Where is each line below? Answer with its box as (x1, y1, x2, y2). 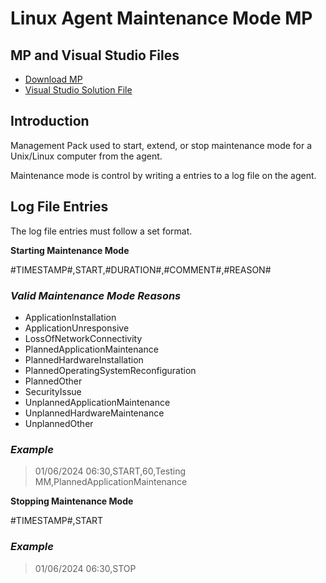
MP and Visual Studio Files (10, 47, 180, 64)
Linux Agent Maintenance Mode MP (10, 7, 313, 30)
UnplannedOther (24, 417, 94, 429)
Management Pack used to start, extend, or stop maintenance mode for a (10, 139, 313, 151)
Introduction (10, 113, 90, 130)
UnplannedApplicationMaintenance (24, 396, 171, 408)
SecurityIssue (24, 385, 82, 397)
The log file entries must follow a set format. (10, 225, 193, 237)
